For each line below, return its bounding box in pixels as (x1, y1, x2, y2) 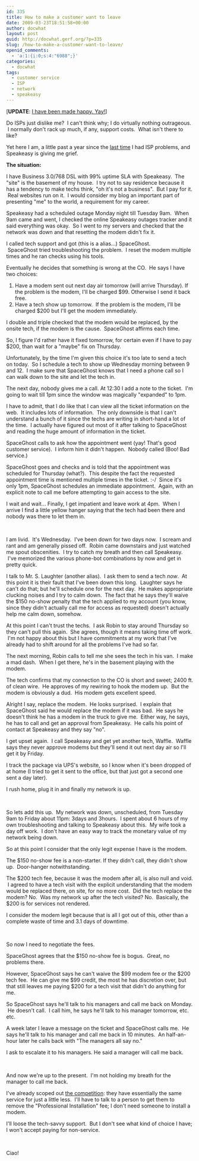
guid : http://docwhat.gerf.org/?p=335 (6, 36, 102, 42)
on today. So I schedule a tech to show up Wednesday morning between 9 (6, 360, 190, 368)
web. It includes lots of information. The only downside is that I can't (6, 409, 176, 416)
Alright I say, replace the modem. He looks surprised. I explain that (6, 700, 172, 707)
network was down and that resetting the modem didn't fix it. (6, 228, 156, 235)
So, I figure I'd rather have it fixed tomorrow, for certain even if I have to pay (6, 336, 192, 343)
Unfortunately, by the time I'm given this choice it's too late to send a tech (6, 354, 187, 361)
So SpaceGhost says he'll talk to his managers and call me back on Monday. (6, 1000, 193, 1007)
